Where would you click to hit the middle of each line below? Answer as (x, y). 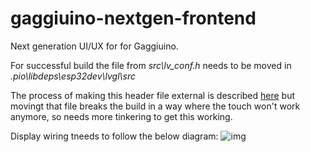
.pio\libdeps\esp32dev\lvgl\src (73, 76)
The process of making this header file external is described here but (153, 95)
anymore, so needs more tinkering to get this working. (121, 116)
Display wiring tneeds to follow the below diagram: (114, 136)
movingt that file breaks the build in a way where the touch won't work (155, 106)
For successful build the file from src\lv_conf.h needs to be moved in (151, 65)
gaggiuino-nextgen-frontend (133, 18)
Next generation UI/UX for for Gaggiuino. (94, 46)
